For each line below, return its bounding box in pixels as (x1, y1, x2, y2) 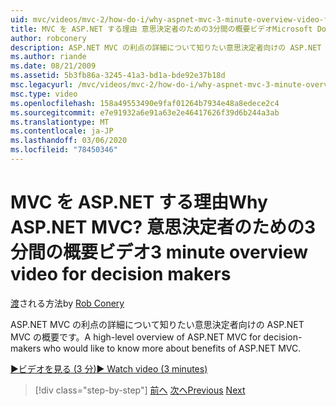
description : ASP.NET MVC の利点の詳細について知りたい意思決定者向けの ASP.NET (10, 42, 322, 53)
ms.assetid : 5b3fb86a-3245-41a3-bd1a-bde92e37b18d (10, 71, 226, 81)
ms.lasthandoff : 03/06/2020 (10, 136, 128, 146)
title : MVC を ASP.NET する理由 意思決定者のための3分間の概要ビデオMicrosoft (10, 24, 313, 34)
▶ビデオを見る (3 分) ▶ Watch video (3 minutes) (10, 362, 208, 375)
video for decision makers (10, 263, 232, 286)
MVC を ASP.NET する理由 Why (10, 191, 268, 214)
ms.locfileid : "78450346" (10, 145, 118, 155)
